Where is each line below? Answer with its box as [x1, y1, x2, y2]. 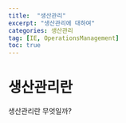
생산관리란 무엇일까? [8, 106, 73, 116]
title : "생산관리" [8, 11, 66, 20]
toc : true [8, 42, 41, 50]
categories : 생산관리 [8, 26, 73, 34]
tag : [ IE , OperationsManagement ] [8, 34, 120, 42]
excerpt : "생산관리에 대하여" [8, 19, 96, 27]
